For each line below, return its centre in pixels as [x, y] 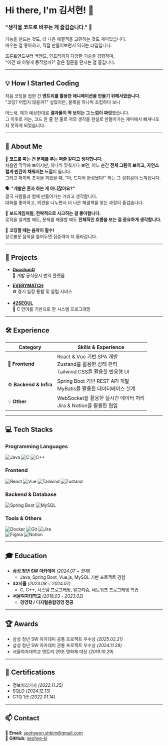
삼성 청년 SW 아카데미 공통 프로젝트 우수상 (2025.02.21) [68, 639]
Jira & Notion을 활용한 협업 [87, 405]
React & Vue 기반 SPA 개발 [87, 356]
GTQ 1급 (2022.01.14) [34, 697]
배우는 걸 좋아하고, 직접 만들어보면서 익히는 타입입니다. [58, 45]
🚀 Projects [21, 257]
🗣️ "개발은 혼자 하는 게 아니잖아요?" [40, 188]
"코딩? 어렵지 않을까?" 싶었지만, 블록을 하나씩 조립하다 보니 [63, 102]
